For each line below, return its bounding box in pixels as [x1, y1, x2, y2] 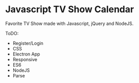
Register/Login [12, 40, 44, 46]
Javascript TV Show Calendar [5, 4, 134, 15]
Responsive [12, 56, 37, 62]
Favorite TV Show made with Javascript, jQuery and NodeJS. [5, 20, 134, 26]
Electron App [12, 51, 40, 57]
